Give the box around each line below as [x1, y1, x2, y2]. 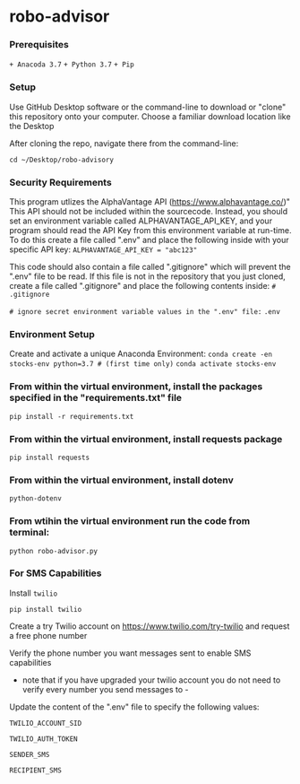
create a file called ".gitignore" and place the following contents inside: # [9, 281, 276, 292]
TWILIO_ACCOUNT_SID [9, 719, 82, 727]
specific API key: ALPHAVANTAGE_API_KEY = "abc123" [9, 244, 198, 255]
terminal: [9, 527, 50, 539]
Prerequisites [9, 39, 69, 51]
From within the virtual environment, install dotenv [9, 474, 235, 486]
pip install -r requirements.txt [9, 412, 134, 421]
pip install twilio [9, 605, 82, 614]
